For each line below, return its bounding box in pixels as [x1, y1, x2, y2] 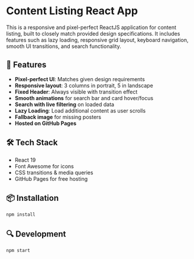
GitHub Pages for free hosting [14, 175, 88, 182]
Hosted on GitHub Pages [14, 120, 77, 127]
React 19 [14, 156, 36, 164]
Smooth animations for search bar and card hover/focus [14, 94, 154, 101]
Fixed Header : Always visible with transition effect [14, 88, 138, 95]
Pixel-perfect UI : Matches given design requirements [14, 75, 145, 82]
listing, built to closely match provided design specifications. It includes [6, 30, 180, 37]
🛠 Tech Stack [6, 138, 58, 148]
